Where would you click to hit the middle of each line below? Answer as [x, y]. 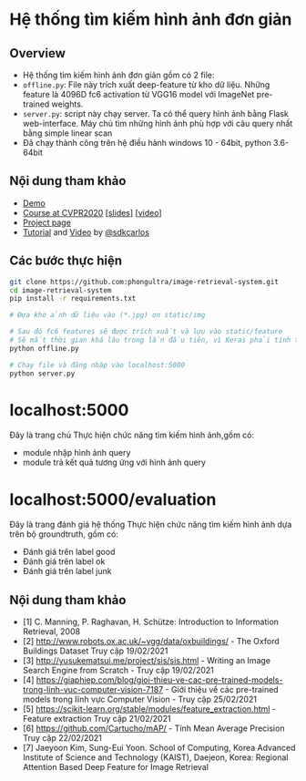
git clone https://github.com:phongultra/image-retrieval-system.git [144, 282]
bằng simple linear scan [67, 133]
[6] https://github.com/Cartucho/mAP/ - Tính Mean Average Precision [153, 728]
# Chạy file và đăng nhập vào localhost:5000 [97, 365]
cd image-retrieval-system [61, 290]
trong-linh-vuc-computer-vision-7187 [93, 690]
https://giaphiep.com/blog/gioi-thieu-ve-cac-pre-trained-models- [159, 680]
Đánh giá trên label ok [64, 561]
